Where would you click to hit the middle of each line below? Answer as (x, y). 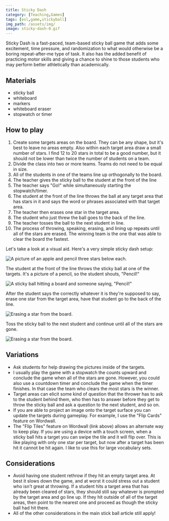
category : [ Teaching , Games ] (35, 15)
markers (22, 103)
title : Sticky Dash (26, 10)
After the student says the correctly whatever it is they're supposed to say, (83, 293)
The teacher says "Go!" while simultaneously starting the (72, 185)
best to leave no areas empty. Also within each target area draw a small (87, 148)
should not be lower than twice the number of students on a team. (81, 158)
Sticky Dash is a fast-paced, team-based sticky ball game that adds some (82, 43)
